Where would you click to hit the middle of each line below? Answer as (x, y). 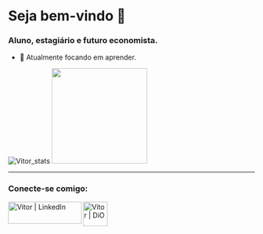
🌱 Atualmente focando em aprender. (78, 57)
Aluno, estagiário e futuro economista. (83, 41)
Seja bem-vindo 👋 (67, 16)
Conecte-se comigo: (48, 189)
